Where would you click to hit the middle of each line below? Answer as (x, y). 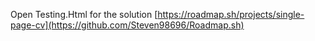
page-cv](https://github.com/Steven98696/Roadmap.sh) (127, 25)
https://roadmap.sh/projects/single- (231, 14)
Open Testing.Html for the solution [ (84, 14)
